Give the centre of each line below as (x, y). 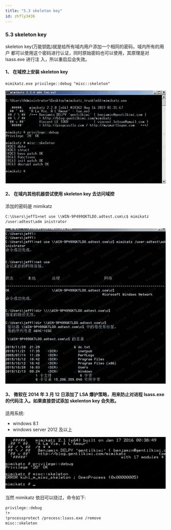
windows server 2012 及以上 (42, 429)
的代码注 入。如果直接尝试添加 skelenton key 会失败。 (62, 401)
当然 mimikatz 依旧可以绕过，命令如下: (46, 497)
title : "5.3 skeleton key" (34, 11)
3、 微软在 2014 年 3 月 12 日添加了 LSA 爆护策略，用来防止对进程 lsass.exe (85, 394)
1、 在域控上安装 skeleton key (37, 72)
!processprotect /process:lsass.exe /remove (53, 518)
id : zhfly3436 (20, 16)
